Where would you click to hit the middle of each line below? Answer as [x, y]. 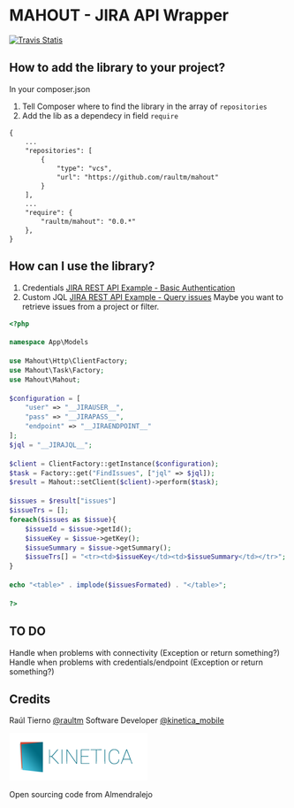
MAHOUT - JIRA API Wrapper [119, 15]
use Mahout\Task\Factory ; [57, 370]
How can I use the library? [82, 266]
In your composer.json [50, 88]
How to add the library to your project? [117, 68]
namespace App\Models [49, 342]
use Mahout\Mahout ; [45, 380]
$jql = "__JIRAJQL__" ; [51, 445]
